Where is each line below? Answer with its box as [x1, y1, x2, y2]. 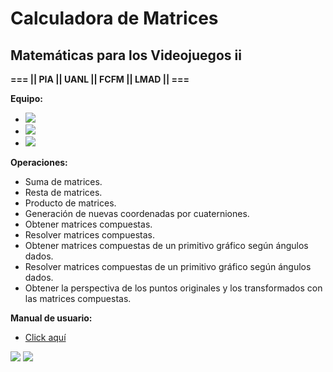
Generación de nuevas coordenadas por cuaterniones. [24, 208, 250, 219]
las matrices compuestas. [24, 293, 132, 304]
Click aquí [24, 332, 67, 343]
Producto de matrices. [24, 197, 117, 209]
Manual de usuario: [10, 312, 93, 324]
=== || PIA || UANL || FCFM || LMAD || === [10, 73, 190, 85]
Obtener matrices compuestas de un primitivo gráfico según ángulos [24, 240, 309, 251]
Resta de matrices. [24, 187, 103, 198]
